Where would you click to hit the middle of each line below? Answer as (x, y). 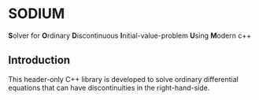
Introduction (39, 60)
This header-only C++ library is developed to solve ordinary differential (123, 79)
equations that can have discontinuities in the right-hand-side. (109, 87)
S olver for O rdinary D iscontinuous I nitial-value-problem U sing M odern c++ (130, 35)
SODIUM (37, 14)
